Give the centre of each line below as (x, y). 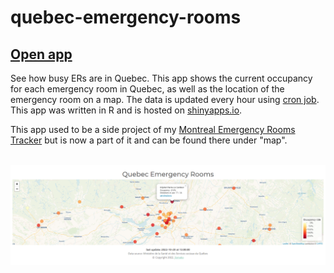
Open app (41, 54)
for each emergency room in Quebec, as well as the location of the (147, 89)
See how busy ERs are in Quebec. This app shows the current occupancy (161, 78)
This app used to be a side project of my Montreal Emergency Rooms (153, 129)
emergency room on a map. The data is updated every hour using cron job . (165, 99)
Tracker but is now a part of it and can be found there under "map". (149, 140)
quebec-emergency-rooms (126, 17)
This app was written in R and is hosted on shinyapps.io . (126, 110)
